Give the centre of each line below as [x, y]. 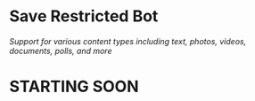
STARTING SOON [74, 86]
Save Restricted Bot [84, 16]
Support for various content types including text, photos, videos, [128, 41]
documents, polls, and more [61, 50]
